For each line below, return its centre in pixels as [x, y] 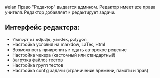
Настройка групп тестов [38, 65]
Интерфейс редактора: [43, 28]
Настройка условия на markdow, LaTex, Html [58, 44]
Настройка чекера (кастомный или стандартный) [64, 55]
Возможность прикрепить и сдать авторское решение [69, 49]
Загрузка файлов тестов [37, 60]
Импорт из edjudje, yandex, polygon [49, 39]
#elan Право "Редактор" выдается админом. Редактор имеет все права [80, 7]
